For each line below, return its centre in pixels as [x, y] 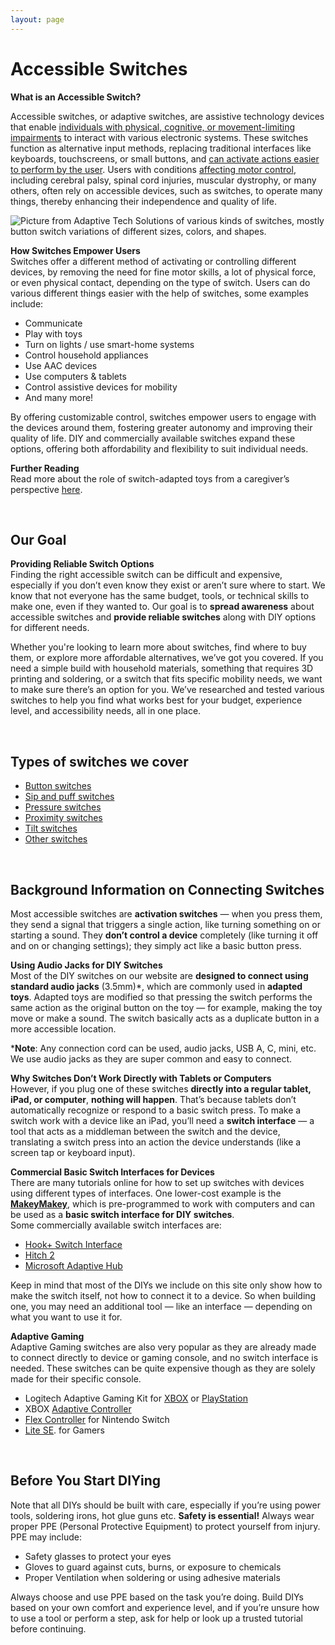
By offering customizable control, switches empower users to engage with [163, 417]
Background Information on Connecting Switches [167, 889]
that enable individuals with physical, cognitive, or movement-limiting [153, 127]
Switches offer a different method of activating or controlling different [153, 261]
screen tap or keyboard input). [73, 1152]
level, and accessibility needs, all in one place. [106, 711]
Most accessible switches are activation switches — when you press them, [166, 914]
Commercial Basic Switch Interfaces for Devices [112, 1172]
